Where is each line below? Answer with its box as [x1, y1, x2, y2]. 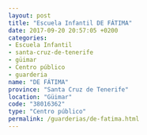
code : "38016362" [8, 100, 66, 108]
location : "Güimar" [8, 93, 73, 101]
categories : [8, 33, 47, 42]
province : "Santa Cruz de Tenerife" [8, 85, 129, 94]
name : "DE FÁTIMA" [8, 78, 69, 86]
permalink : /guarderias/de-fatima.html [8, 115, 140, 123]
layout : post [8, 11, 51, 20]
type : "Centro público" [8, 108, 87, 116]
